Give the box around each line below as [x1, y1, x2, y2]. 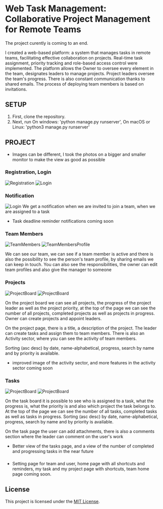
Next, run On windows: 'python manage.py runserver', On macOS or [12, 119, 151, 124]
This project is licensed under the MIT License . [5, 498, 100, 504]
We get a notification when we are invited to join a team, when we [22, 204, 156, 210]
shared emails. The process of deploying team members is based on [5, 81, 144, 87]
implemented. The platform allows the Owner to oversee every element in [5, 65, 154, 71]
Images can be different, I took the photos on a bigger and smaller [12, 151, 146, 157]
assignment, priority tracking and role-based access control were [5, 60, 137, 66]
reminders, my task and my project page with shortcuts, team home [12, 466, 150, 472]
